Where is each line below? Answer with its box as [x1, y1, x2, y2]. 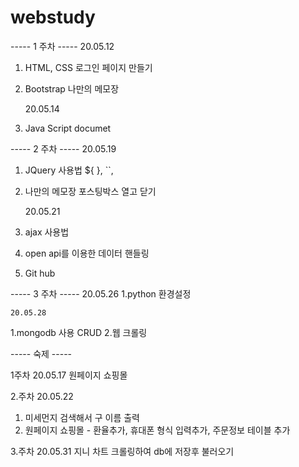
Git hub [24, 267, 56, 279]
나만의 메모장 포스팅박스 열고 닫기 [24, 185, 157, 197]
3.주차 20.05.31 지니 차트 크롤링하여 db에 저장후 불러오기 [10, 445, 235, 457]
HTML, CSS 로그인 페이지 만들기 [24, 61, 153, 73]
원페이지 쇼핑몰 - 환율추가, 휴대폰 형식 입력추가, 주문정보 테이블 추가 [24, 424, 291, 436]
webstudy [10, 6, 96, 29]
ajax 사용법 [24, 226, 70, 238]
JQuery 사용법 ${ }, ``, [24, 164, 114, 176]
